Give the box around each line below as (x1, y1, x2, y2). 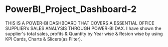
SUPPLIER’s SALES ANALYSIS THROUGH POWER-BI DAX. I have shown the (5, 25, 161, 31)
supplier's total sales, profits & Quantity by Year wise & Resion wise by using (5, 30, 163, 36)
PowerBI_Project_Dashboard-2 (5, 3, 137, 15)
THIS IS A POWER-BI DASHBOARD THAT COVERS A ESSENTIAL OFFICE (5, 20, 154, 26)
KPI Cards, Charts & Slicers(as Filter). (5, 36, 82, 42)
